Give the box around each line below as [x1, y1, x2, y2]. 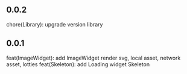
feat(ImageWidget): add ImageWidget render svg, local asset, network [6, 54, 181, 61]
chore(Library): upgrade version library [6, 20, 103, 28]
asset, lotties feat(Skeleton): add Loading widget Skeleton [6, 60, 150, 68]
